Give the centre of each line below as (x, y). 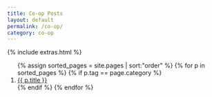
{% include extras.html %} (45, 52)
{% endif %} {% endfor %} (55, 87)
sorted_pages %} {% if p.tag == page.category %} (89, 73)
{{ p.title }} (32, 80)
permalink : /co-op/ (35, 26)
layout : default (30, 20)
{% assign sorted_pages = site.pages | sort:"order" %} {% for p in (111, 65)
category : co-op (30, 33)
